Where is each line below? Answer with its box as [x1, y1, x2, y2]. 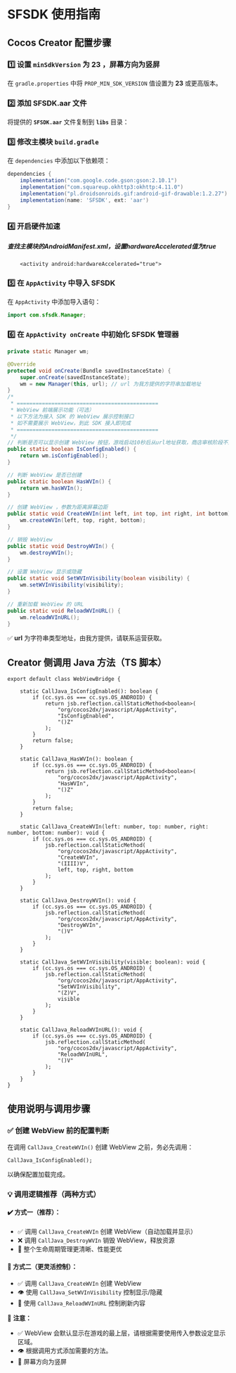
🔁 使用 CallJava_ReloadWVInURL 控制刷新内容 [17, 1299, 146, 1308]
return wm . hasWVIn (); [20, 485, 83, 492]
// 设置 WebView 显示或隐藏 [7, 568, 82, 575]
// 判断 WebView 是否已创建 [7, 471, 82, 478]
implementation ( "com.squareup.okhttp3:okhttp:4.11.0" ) [20, 184, 184, 191]
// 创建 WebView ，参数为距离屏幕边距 [7, 504, 108, 511]
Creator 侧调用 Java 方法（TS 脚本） [7, 656, 167, 668]
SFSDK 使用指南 [7, 6, 101, 23]
